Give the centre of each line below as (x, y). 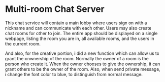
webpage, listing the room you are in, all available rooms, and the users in (80, 39)
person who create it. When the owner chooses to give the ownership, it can (82, 64)
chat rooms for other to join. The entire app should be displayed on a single (81, 33)
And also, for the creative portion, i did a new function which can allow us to (82, 53)
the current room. (23, 43)
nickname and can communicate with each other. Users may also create (78, 28)
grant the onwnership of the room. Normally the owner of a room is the (77, 58)
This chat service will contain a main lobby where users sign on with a (76, 23)
